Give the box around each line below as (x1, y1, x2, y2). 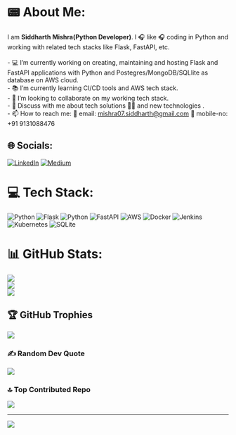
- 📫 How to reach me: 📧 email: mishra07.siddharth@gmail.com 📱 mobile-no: (7, 109, 228, 118)
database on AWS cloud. (7, 75, 79, 84)
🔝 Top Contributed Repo (7, 384, 91, 394)
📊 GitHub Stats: (7, 246, 103, 262)
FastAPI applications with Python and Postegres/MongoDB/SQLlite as (7, 68, 209, 77)
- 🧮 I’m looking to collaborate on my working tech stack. (7, 94, 169, 102)
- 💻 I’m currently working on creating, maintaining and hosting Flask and (7, 58, 218, 66)
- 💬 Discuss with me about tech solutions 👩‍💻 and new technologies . (7, 101, 205, 110)
